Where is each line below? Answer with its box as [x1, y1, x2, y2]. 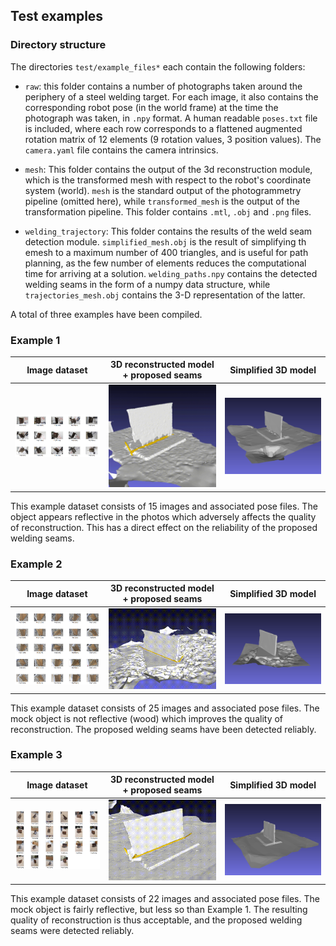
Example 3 [10, 748, 63, 762]
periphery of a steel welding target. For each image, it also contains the [24, 90, 319, 103]
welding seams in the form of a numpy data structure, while [24, 278, 271, 290]
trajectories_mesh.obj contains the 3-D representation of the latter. [24, 289, 306, 301]
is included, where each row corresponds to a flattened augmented [24, 122, 303, 134]
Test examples [10, 8, 104, 25]
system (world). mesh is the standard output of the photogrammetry [24, 184, 302, 196]
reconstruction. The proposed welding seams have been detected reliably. [10, 723, 317, 735]
